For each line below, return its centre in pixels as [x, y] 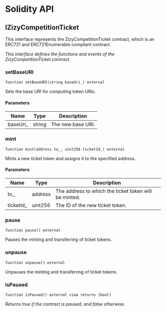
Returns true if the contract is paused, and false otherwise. [65, 304]
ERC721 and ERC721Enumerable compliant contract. [58, 45]
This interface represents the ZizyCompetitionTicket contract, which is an [80, 39]
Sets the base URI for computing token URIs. [50, 91]
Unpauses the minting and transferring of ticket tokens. [61, 272]
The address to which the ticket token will [104, 191]
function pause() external [33, 230]
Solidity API [30, 9]
